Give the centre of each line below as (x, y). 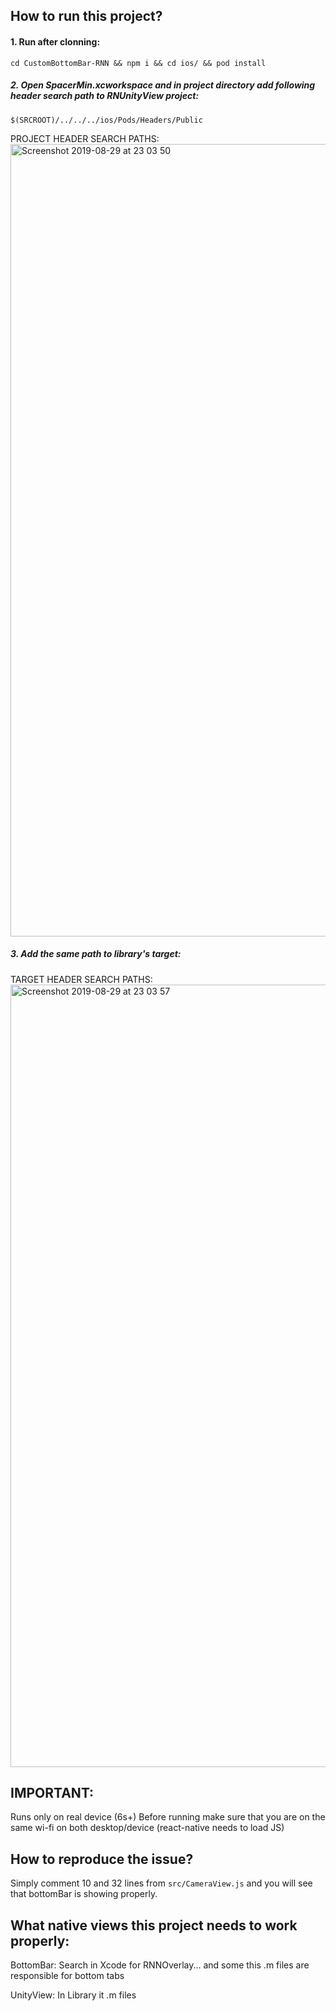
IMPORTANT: (52, 1792)
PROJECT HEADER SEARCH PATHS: (85, 138)
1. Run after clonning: (55, 41)
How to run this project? (86, 16)
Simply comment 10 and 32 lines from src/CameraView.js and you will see (161, 1883)
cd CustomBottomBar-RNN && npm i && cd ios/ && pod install (138, 63)
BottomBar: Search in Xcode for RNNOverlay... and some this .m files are (160, 1965)
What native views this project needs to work (154, 1925)
